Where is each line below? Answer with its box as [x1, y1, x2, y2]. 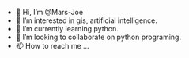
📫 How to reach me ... [15, 42, 89, 50]
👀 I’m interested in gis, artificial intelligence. [15, 16, 158, 25]
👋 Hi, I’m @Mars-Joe [15, 8, 84, 16]
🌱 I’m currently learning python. [15, 24, 119, 33]
